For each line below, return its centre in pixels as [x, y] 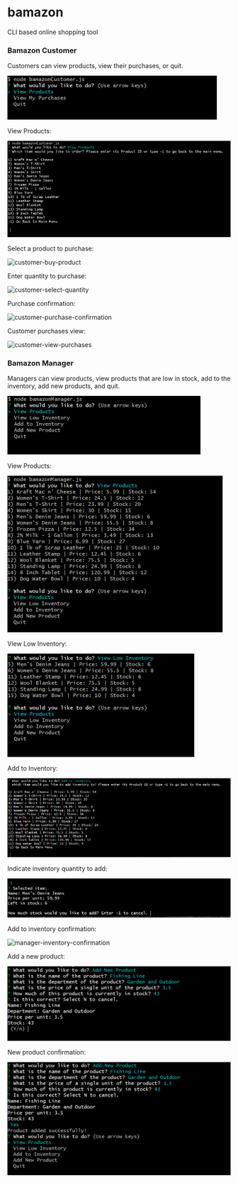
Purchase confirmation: [41, 304]
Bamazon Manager [41, 363]
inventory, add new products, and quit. [64, 386]
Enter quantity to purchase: [47, 276]
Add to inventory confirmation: [52, 929]
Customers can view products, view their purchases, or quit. [95, 66]
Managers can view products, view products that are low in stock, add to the [119, 379]
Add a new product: [36, 957]
